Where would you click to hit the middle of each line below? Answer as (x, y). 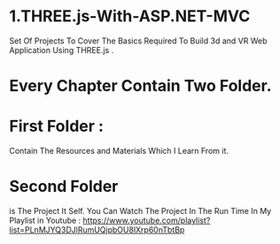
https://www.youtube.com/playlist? (147, 220)
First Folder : (57, 126)
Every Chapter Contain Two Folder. (140, 86)
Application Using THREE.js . (62, 50)
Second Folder (64, 187)
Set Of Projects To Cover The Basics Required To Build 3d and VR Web (138, 41)
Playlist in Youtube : (45, 220)
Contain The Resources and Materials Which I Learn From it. (119, 151)
